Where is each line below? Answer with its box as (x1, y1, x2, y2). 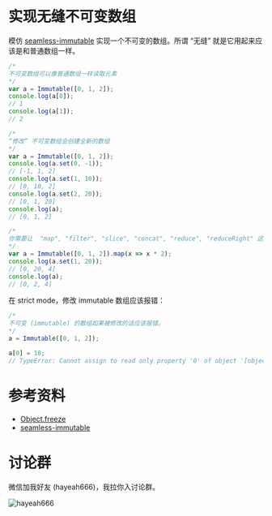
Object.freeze (19, 414, 66, 424)
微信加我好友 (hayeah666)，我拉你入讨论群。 (8, 482, 160, 492)
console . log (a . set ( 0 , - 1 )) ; (8, 160, 104, 168)
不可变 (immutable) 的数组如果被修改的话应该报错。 (8, 320, 164, 328)
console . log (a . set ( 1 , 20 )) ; (8, 257, 104, 265)
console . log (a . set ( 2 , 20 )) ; (8, 190, 104, 198)
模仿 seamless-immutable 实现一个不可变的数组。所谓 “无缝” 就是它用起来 (8, 36, 256, 45)
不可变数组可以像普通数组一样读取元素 (8, 70, 117, 78)
